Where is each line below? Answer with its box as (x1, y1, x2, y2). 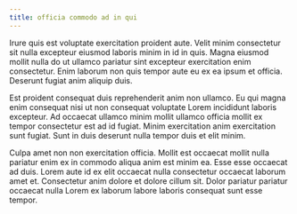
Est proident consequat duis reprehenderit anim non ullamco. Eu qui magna (9, 92, 286, 103)
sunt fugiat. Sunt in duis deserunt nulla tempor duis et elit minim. (9, 130, 246, 140)
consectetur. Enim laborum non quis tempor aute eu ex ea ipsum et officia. (9, 66, 283, 76)
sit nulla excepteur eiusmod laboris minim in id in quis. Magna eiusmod (9, 46, 269, 58)
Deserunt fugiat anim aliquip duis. (9, 75, 133, 85)
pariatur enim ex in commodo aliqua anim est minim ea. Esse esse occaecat (9, 156, 288, 167)
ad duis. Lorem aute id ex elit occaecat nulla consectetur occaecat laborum (9, 166, 286, 177)
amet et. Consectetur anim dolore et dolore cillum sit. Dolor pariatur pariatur (9, 175, 288, 186)
